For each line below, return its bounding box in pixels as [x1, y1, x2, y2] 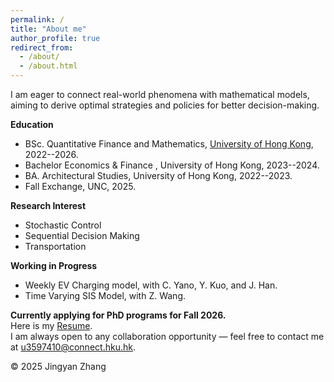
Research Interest [10, 200, 87, 211]
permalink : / [10, 14, 65, 25]
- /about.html [19, 61, 78, 71]
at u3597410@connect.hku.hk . [10, 341, 136, 353]
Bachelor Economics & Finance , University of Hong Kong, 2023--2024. [24, 159, 320, 171]
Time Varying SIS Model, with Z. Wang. [24, 290, 186, 301]
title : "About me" [10, 24, 87, 34]
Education [10, 119, 54, 130]
